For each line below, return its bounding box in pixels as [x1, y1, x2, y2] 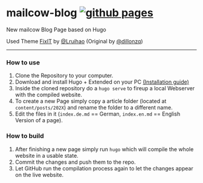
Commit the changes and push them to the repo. [14, 158, 136, 166]
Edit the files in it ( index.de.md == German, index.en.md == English [14, 110, 181, 117]
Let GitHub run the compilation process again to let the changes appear [14, 164, 193, 172]
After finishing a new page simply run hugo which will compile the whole [14, 145, 194, 153]
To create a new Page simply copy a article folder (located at [14, 98, 167, 105]
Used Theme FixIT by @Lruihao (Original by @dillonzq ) [6, 37, 143, 45]
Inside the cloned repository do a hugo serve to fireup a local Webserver [14, 85, 195, 92]
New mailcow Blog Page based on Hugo [6, 26, 107, 33]
